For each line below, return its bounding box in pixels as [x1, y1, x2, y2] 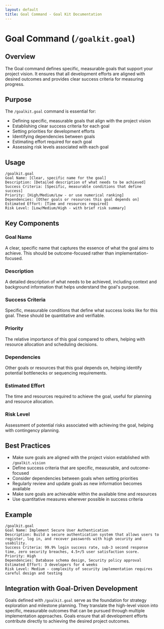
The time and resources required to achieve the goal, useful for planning [5, 394, 152, 400]
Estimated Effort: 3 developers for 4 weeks [5, 562, 98, 568]
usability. [5, 541, 27, 546]
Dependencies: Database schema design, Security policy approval [5, 558, 141, 563]
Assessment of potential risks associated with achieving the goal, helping [5, 422, 154, 428]
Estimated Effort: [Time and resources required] [5, 201, 109, 206]
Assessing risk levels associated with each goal [12, 144, 109, 150]
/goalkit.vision [12, 460, 46, 466]
